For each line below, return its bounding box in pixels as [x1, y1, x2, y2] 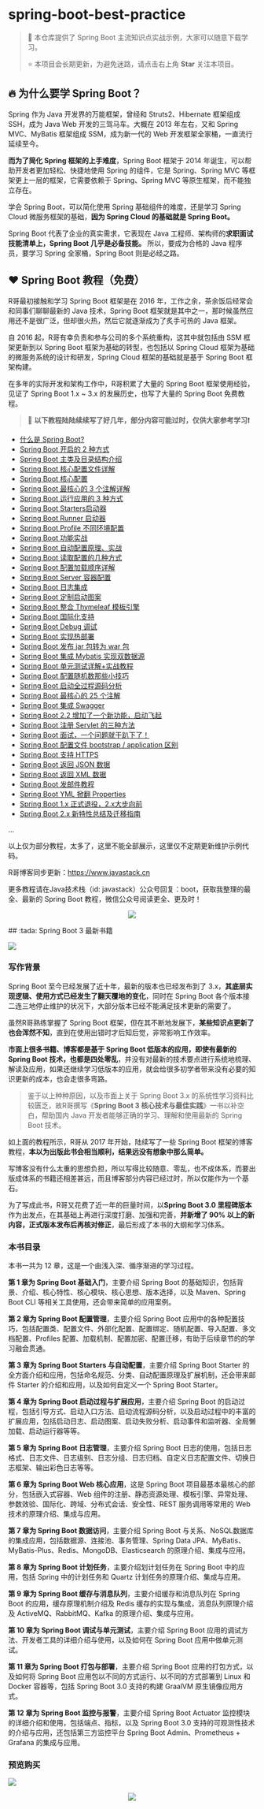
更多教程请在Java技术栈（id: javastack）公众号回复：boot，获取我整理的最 [8, 884, 251, 894]
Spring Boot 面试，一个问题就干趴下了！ [19, 730, 150, 739]
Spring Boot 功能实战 [19, 533, 88, 542]
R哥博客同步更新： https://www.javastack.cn [8, 867, 151, 877]
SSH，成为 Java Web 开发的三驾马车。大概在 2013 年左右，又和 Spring [8, 119, 239, 128]
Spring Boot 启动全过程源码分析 [19, 680, 123, 690]
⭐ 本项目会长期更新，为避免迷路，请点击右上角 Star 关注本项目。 [27, 59, 238, 69]
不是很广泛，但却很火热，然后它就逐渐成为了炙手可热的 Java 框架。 [21, 315, 241, 325]
